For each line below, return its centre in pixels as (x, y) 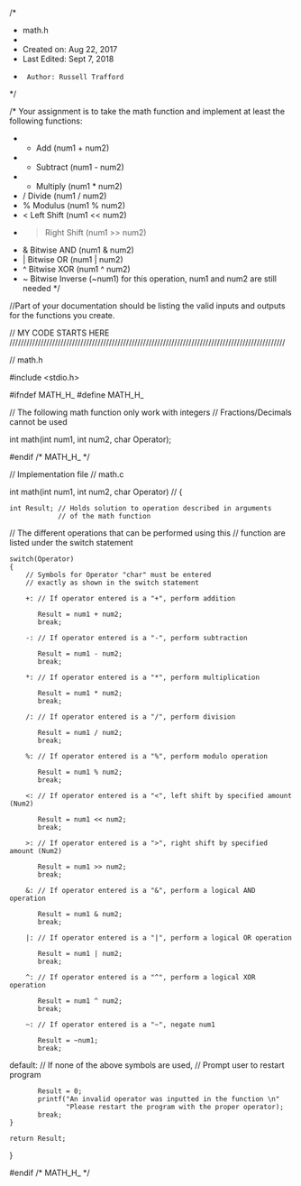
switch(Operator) (42, 559)
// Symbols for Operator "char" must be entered (119, 575)
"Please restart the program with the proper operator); (175, 1108)
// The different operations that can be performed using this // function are (147, 533)
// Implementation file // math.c (67, 474)
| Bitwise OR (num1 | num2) (73, 260)
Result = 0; (60, 1091)
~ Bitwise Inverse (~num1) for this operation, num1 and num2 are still (150, 279)
